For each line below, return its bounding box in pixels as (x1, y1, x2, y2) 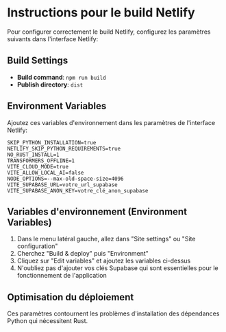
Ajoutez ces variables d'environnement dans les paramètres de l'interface (7, 118, 216, 126)
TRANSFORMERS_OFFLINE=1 (7, 157, 75, 164)
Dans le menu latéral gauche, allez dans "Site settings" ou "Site (16, 235, 196, 243)
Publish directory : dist (16, 80, 84, 89)
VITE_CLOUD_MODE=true (7, 163, 69, 170)
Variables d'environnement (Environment (7, 206, 187, 217)
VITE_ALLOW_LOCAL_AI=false (7, 169, 84, 176)
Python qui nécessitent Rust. (7, 317, 88, 325)
